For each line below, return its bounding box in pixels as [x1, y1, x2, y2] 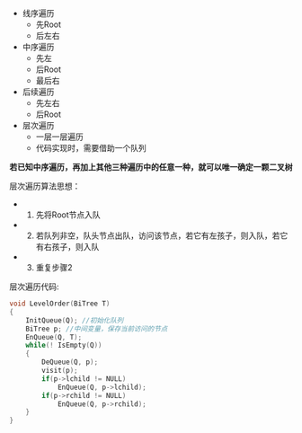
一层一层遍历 [35, 131, 84, 142]
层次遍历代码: [9, 281, 60, 292]
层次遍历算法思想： [9, 181, 81, 191]
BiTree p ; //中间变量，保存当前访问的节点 [25, 324, 168, 333]
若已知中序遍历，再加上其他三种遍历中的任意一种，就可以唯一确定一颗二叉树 [9, 162, 293, 172]
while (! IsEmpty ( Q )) [25, 340, 102, 350]
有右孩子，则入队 [35, 242, 100, 252]
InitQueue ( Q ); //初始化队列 [25, 315, 124, 325]
